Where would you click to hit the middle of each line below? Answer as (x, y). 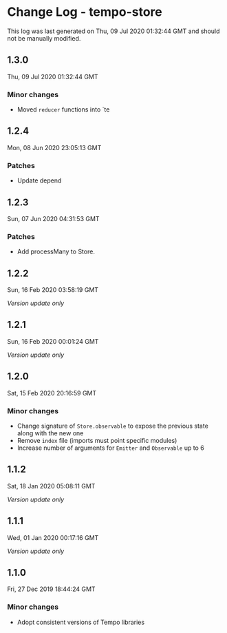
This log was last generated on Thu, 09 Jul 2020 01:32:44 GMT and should (113, 31)
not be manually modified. (44, 38)
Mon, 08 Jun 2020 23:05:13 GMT (54, 147)
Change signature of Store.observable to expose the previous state (112, 426)
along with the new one (50, 433)
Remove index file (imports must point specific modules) (97, 440)
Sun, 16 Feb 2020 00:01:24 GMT (53, 341)
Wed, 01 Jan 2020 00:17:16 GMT (53, 537)
